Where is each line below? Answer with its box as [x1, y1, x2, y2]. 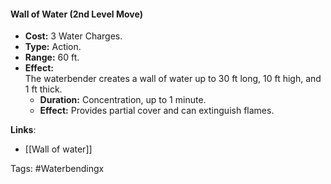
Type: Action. [24, 41, 82, 53]
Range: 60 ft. [24, 51, 80, 64]
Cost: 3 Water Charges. [24, 30, 123, 42]
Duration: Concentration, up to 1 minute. [39, 94, 207, 106]
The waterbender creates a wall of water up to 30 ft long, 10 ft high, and [24, 73, 322, 85]
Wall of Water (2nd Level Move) [10, 8, 143, 20]
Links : [10, 124, 37, 136]
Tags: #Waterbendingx [10, 163, 105, 175]
